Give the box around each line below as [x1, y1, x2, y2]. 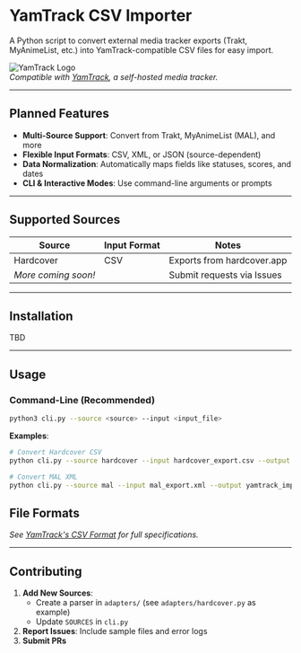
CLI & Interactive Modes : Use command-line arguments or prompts [21, 177, 272, 189]
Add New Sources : [21, 587, 94, 598]
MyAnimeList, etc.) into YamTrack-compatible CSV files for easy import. [9, 44, 274, 55]
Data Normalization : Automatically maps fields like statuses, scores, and [21, 158, 292, 169]
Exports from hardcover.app [168, 253, 288, 266]
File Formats [9, 505, 81, 521]
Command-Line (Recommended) [9, 393, 155, 406]
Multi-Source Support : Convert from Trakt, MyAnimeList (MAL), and [21, 129, 276, 140]
